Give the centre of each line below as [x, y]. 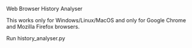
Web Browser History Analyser [44, 9]
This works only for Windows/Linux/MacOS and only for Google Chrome [96, 20]
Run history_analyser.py [36, 38]
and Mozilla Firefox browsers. [43, 27]
